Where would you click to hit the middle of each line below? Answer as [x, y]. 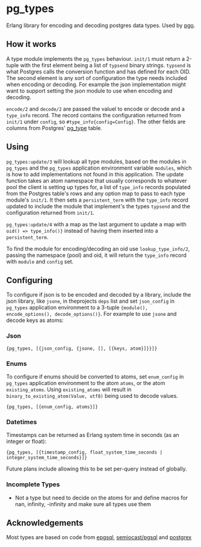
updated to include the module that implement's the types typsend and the [98, 206]
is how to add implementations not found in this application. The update [95, 174]
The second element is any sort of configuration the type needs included [97, 78]
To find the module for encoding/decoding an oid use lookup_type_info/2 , [98, 249]
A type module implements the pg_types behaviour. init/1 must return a [96, 58]
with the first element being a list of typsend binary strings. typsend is [106, 65]
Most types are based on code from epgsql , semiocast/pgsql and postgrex [99, 537]
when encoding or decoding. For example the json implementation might [96, 84]
